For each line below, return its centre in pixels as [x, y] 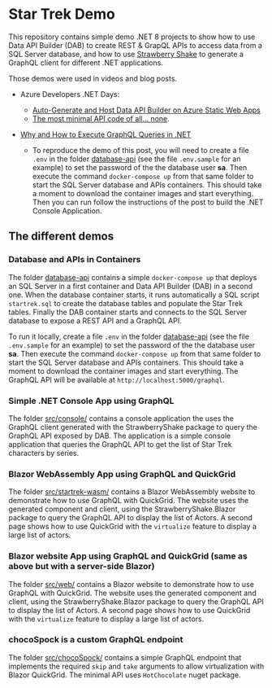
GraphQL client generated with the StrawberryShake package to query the [133, 427]
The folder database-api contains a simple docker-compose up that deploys [133, 277]
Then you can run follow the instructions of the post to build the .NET [148, 202]
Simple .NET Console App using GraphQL [91, 401]
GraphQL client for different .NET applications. [86, 63]
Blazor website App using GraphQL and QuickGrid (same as [128, 556]
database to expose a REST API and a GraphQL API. [95, 320]
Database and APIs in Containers [75, 260]
